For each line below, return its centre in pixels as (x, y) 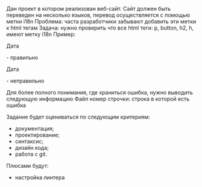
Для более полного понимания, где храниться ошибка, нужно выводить (99, 92)
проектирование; (37, 135)
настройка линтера (40, 177)
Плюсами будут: (27, 166)
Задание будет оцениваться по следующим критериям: (78, 117)
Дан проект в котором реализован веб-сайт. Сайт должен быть (89, 9)
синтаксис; (29, 141)
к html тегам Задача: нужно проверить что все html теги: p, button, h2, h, (100, 28)
